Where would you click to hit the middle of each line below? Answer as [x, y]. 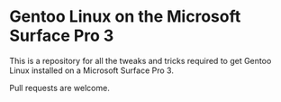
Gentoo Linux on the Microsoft [125, 17]
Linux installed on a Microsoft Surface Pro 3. [91, 70]
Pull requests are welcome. [59, 88]
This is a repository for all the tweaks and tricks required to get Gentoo [140, 60]
